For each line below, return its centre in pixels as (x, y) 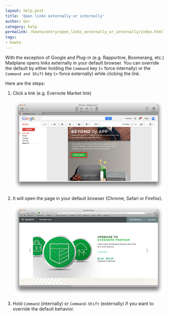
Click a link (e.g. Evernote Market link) (52, 93)
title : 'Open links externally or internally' (55, 16)
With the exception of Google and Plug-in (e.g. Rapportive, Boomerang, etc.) (85, 57)
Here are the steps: (25, 83)
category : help (21, 27)
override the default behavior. (43, 309)
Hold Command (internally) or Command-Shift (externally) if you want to (83, 303)
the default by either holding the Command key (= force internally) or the (78, 68)
